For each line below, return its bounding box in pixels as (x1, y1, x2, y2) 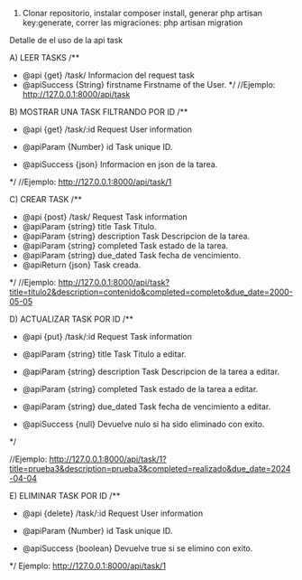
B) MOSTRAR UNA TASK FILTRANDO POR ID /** (9, 107, 188, 117)
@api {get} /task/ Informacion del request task (22, 70, 196, 80)
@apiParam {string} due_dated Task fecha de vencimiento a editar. (22, 401, 271, 412)
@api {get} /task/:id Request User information (22, 124, 192, 135)
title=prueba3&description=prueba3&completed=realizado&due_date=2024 (9, 463, 291, 473)
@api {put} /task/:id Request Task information (22, 332, 192, 341)
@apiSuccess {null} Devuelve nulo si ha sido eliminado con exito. (22, 419, 265, 429)
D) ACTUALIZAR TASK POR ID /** (9, 313, 133, 324)
